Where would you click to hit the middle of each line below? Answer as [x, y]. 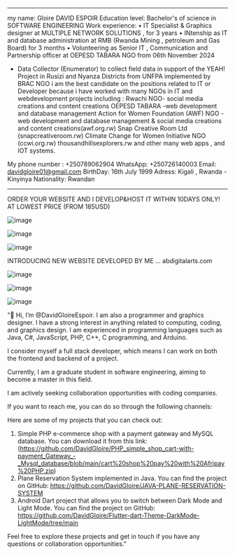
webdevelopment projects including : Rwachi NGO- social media [110, 98]
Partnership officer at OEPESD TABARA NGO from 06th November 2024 [111, 55]
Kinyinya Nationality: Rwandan [51, 179]
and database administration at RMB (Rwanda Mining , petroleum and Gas [114, 40]
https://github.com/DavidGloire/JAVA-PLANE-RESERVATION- [138, 486]
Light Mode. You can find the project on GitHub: [86, 508]
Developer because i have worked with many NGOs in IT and [105, 91]
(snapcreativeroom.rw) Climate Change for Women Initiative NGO [112, 136]
